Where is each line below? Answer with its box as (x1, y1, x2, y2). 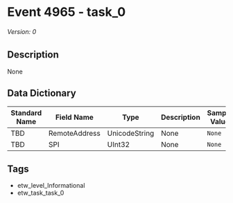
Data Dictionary (7, 87, 76, 99)
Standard (10, 108, 42, 118)
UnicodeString (107, 128, 155, 138)
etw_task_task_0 (17, 188, 64, 197)
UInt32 (107, 139, 130, 149)
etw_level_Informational (17, 182, 85, 190)
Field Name (55, 112, 94, 122)
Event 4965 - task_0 (7, 4, 126, 20)
